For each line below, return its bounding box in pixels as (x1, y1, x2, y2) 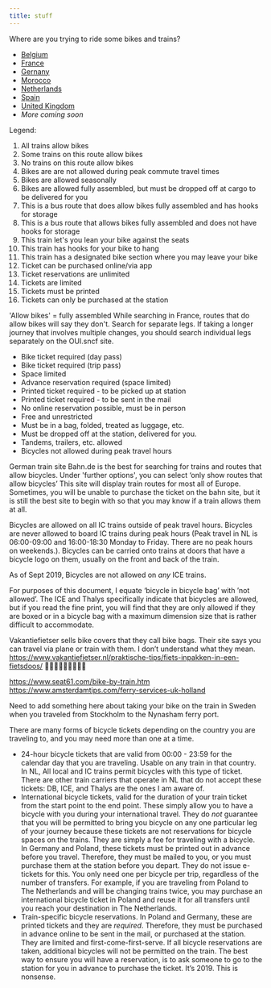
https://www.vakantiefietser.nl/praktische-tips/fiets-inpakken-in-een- (9, 652, 240, 662)
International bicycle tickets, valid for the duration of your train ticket (20, 791, 248, 802)
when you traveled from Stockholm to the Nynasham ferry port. (9, 709, 220, 719)
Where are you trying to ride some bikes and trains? (9, 34, 181, 44)
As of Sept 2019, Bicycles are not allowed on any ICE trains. (9, 570, 207, 579)
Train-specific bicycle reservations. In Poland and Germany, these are (20, 911, 253, 921)
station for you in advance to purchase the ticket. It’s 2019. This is (20, 963, 238, 973)
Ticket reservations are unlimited (20, 269, 130, 279)
